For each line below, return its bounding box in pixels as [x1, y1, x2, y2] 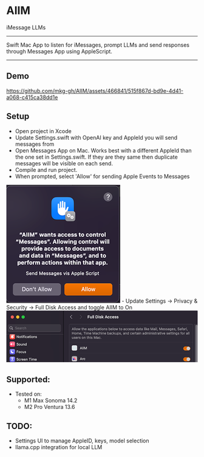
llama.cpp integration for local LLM [15, 444, 103, 451]
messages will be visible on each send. [15, 159, 114, 167]
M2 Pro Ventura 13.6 [24, 404, 75, 411]
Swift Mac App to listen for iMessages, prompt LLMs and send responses [6, 41, 190, 49]
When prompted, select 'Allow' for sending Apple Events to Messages [15, 173, 190, 180]
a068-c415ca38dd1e [6, 94, 58, 101]
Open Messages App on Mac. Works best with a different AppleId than [15, 146, 192, 154]
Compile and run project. [15, 166, 78, 173]
